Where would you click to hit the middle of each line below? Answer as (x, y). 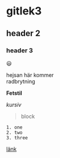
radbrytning (21, 81)
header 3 (19, 50)
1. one (14, 127)
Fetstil (14, 93)
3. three (17, 138)
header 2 (23, 33)
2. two (14, 132)
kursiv (14, 105)
